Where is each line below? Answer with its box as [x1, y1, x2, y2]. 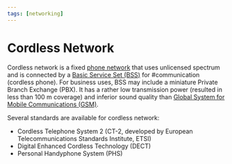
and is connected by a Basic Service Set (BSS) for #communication [7, 70, 200, 79]
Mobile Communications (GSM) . [7, 100, 99, 108]
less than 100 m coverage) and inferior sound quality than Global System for [7, 92, 225, 101]
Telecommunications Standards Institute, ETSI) [17, 134, 151, 142]
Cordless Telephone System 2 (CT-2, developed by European [17, 126, 193, 136]
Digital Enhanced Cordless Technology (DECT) [17, 142, 151, 150]
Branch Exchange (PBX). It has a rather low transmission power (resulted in [7, 85, 222, 94]
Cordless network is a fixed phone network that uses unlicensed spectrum [7, 63, 220, 72]
